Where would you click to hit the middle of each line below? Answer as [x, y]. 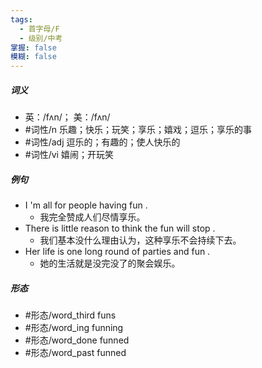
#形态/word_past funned [75, 353]
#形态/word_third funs [70, 315]
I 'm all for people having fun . [86, 205]
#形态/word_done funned [77, 340]
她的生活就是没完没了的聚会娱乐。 [110, 263]
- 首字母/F [39, 29]
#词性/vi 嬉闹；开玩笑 [69, 155]
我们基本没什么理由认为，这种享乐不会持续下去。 [140, 240]
